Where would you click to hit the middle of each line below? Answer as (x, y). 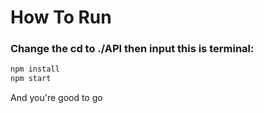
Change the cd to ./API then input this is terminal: (132, 49)
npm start (31, 79)
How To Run (61, 17)
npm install (35, 69)
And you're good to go (56, 98)
